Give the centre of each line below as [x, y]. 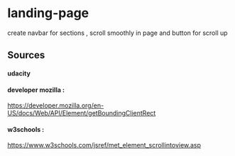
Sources [26, 55]
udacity [19, 73]
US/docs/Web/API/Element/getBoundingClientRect [82, 113]
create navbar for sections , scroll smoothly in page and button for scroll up [118, 33]
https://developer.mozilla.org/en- [56, 105]
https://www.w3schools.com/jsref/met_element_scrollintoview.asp [104, 145]
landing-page [48, 13]
